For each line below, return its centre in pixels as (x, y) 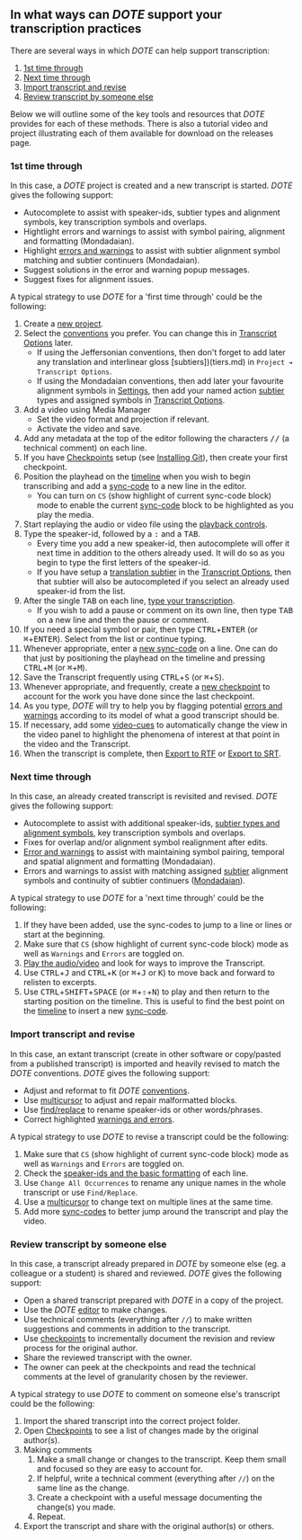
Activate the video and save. (89, 429)
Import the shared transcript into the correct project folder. (132, 1421)
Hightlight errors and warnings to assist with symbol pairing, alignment (154, 232)
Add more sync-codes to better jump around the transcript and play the (155, 1211)
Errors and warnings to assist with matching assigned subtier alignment (155, 871)
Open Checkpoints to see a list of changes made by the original (141, 1430)
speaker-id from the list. (81, 592)
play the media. (65, 515)
